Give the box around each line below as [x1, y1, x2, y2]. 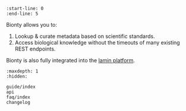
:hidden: [6, 74, 28, 80]
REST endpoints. [14, 45, 56, 52]
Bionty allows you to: [6, 21, 58, 28]
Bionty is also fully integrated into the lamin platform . [6, 57, 135, 64]
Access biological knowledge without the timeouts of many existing [14, 39, 180, 46]
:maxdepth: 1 [6, 68, 39, 74]
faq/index [6, 94, 31, 100]
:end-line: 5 [6, 11, 39, 17]
